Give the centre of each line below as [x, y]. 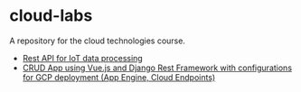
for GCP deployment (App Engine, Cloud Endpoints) [119, 77]
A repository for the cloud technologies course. [97, 41]
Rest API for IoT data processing [82, 58]
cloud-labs [51, 16]
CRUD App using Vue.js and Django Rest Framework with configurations [157, 68]
